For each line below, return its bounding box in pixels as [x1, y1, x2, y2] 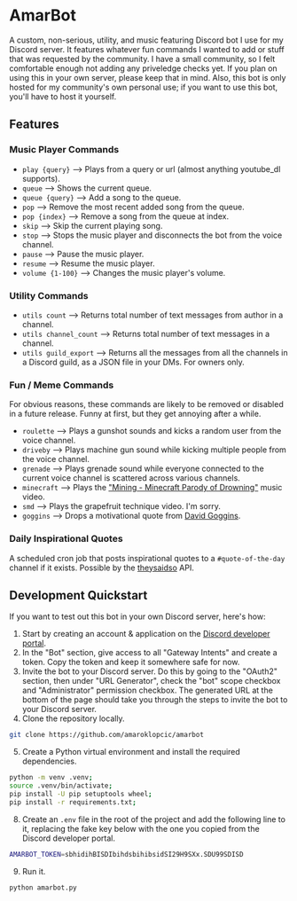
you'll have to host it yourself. [9, 90, 117, 102]
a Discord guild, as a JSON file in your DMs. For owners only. [21, 356, 246, 367]
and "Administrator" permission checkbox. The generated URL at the [21, 685, 273, 696]
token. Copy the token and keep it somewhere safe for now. [21, 657, 240, 668]
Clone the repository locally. [21, 713, 126, 724]
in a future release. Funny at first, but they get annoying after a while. [9, 409, 262, 419]
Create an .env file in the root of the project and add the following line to [21, 813, 286, 825]
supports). [21, 173, 60, 184]
